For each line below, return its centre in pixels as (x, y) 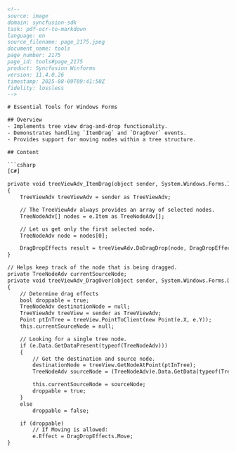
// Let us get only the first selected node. (88, 229)
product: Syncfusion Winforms (52, 68)
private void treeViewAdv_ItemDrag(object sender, (83, 184)
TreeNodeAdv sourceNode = (71, 372)
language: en (26, 36)
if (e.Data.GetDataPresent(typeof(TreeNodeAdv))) (94, 345)
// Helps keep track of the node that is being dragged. (92, 268)
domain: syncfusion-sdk (42, 23)
